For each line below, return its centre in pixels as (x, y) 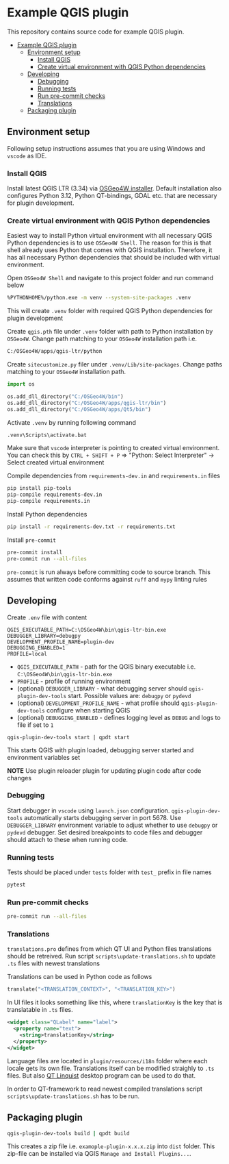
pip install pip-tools (39, 488)
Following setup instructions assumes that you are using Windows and (106, 148)
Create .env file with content (47, 617)
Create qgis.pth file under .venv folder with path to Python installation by (110, 332)
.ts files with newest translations (54, 963)
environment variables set (44, 757)
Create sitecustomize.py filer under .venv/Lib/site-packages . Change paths (115, 364)
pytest (16, 885)
